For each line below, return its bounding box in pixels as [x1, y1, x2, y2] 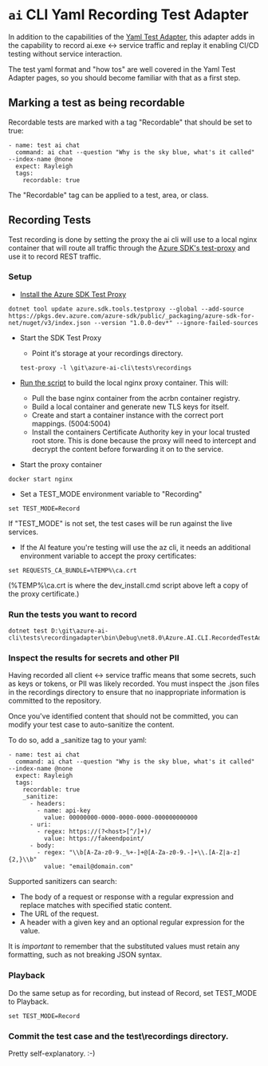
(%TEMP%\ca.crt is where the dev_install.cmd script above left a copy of [8, 581, 249, 590]
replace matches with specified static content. [19, 901, 172, 910]
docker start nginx [8, 475, 73, 483]
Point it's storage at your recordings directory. [31, 348, 183, 358]
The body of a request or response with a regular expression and [19, 892, 234, 902]
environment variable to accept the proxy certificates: [19, 551, 197, 561]
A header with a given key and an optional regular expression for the [19, 917, 245, 927]
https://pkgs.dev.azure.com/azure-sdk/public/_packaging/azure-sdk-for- [8, 311, 255, 320]
